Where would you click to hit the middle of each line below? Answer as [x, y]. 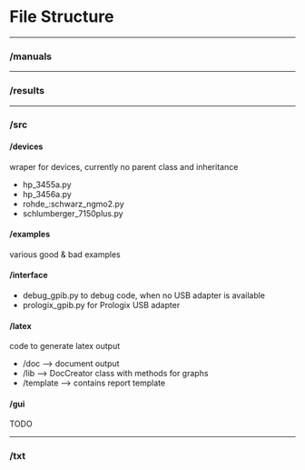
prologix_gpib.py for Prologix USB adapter [101, 305]
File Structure [62, 17]
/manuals [31, 56]
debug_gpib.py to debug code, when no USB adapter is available [144, 295]
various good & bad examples [65, 254]
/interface [29, 275]
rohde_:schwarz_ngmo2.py [73, 204]
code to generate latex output [65, 346]
